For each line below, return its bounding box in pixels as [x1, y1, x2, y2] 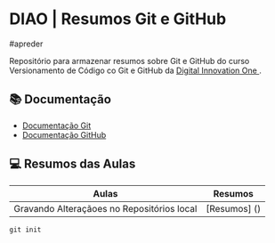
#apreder [9, 38, 44, 49]
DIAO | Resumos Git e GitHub [9, 9, 227, 29]
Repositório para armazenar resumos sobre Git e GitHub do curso [9, 55, 250, 66]
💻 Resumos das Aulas [9, 157, 136, 172]
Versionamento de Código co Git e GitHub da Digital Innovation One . [9, 65, 263, 76]
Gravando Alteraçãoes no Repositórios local [13, 202, 198, 215]
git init [9, 225, 42, 234]
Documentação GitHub [21, 129, 107, 140]
